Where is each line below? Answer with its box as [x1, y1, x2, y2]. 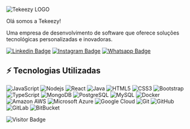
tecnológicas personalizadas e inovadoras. [6, 36, 113, 42]
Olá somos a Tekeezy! [6, 18, 62, 24]
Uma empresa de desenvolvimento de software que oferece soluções [6, 29, 180, 36]
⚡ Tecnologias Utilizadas [6, 65, 101, 76]
